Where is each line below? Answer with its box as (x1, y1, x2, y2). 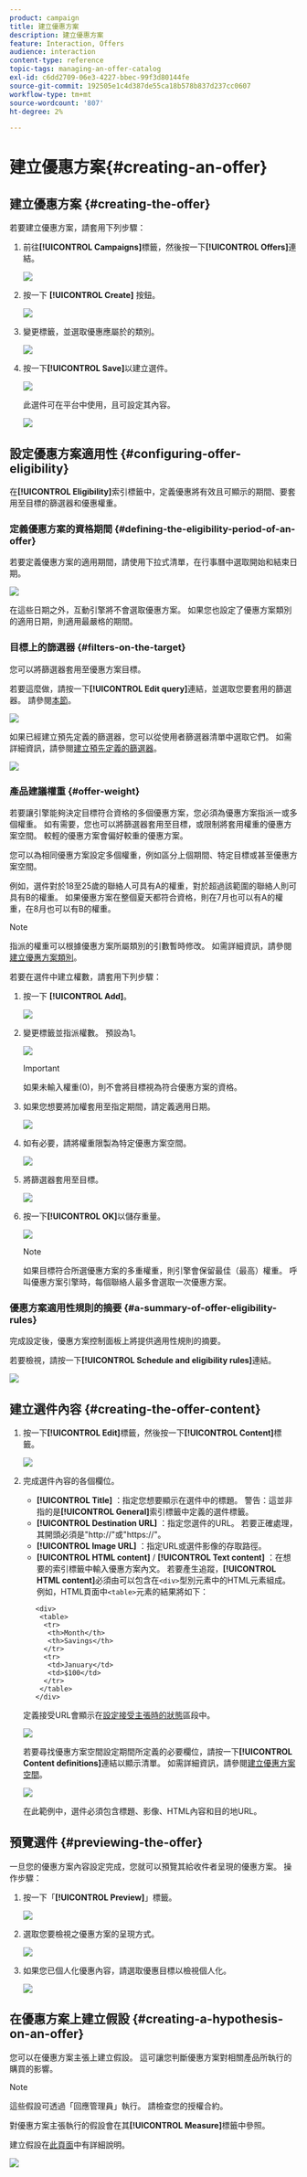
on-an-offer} (9, 2026, 85, 2042)
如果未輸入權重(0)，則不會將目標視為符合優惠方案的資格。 (22, 1081, 242, 1093)
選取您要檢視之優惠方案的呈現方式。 (22, 1928, 160, 1939)
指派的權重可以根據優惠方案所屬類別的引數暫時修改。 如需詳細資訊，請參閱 (9, 940, 292, 951)
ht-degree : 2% (9, 107, 64, 116)
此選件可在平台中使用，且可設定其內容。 (22, 400, 175, 411)
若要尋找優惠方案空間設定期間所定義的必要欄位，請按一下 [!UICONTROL (22, 1746, 293, 1757)
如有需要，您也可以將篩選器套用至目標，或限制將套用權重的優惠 (43, 818, 284, 829)
